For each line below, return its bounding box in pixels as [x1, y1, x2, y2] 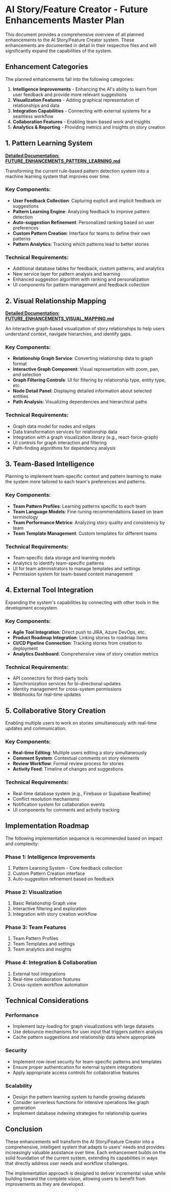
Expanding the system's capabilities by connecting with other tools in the [5, 599, 159, 605]
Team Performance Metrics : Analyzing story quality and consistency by [12, 519, 165, 525]
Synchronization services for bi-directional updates [12, 681, 121, 687]
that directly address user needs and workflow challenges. [5, 1160, 129, 1166]
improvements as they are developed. [5, 1181, 85, 1187]
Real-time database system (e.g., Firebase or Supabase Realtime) [12, 790, 151, 796]
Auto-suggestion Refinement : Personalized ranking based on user [12, 219, 155, 226]
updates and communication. [5, 725, 67, 732]
